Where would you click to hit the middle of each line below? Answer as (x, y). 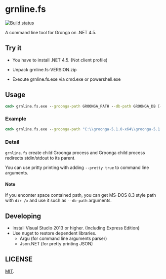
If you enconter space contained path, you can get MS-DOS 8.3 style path (81, 195)
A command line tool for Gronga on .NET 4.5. (51, 32)
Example (16, 119)
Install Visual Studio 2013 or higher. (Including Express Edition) (76, 228)
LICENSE (19, 259)
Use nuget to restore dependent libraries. (54, 233)
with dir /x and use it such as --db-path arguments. (59, 200)
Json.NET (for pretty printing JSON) (56, 243)
